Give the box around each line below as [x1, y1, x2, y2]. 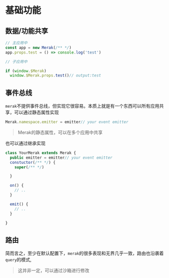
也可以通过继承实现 [5, 140, 46, 146]
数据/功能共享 [5, 27, 48, 35]
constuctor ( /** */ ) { [10, 160, 56, 165]
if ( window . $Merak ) [5, 68, 47, 73]
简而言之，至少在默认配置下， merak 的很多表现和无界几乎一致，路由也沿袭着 [5, 250, 164, 257]
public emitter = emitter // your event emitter [10, 155, 113, 160]
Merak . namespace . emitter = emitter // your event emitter [5, 119, 129, 125]
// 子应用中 [5, 59, 28, 64]
